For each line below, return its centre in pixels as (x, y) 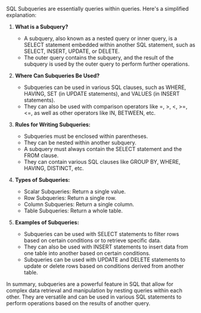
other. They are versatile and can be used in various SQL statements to (94, 297)
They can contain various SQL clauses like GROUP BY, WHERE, (102, 162)
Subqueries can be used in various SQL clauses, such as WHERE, (105, 87)
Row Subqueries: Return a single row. (70, 198)
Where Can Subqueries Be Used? (57, 76)
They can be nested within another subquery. (80, 143)
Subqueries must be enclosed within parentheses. (86, 136)
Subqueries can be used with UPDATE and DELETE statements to (105, 259)
